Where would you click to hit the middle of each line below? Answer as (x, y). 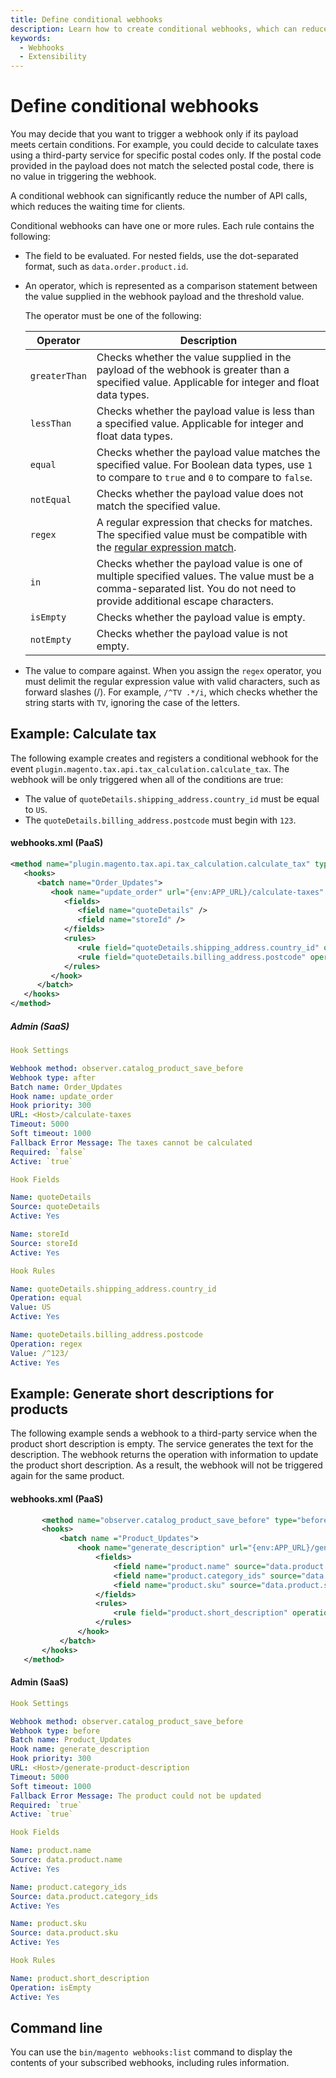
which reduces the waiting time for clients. (98, 207)
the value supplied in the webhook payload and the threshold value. (164, 297)
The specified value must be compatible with (202, 535)
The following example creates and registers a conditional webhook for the (164, 758)
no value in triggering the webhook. (83, 177)
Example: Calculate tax (83, 734)
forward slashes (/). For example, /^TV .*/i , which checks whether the (171, 692)
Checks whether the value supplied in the (194, 358)
